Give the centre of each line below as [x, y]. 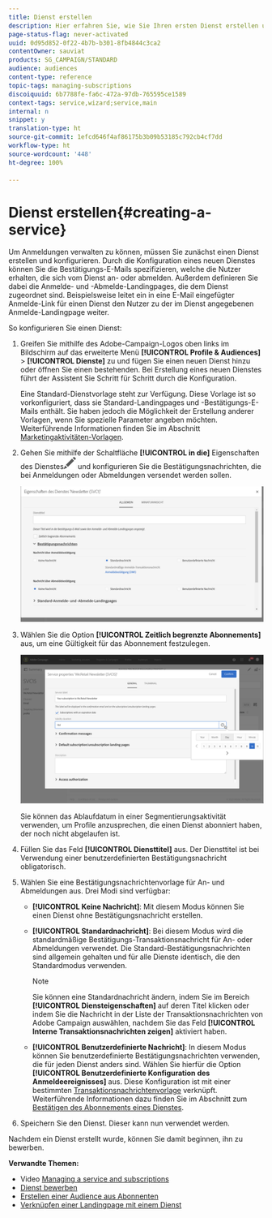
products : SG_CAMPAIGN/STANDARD [63, 60]
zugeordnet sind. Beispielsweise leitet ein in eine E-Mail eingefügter [121, 295]
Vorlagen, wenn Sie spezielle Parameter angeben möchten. [119, 420]
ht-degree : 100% [36, 162]
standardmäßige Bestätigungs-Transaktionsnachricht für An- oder [142, 940]
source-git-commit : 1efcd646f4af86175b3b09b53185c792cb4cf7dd [115, 137]
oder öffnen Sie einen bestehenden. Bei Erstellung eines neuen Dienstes [140, 370]
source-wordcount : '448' [50, 154]
